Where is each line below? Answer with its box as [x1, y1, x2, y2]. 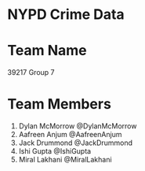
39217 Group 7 [7, 68, 56, 77]
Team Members [7, 95, 111, 113]
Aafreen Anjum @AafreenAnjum [18, 130, 122, 139]
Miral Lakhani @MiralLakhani [18, 155, 112, 165]
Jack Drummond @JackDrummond [18, 138, 133, 147]
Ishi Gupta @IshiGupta [18, 147, 92, 156]
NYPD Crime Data [7, 6, 125, 24]
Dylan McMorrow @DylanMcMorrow [18, 121, 137, 131]
